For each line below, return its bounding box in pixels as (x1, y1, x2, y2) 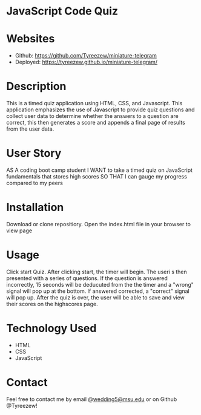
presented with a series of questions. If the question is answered (6, 274, 168, 282)
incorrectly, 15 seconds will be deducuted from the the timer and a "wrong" (6, 281, 194, 288)
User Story (6, 146, 62, 160)
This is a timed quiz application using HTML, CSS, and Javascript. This (6, 100, 183, 107)
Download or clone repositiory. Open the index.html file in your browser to (6, 220, 191, 227)
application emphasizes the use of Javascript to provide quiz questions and (6, 106, 195, 113)
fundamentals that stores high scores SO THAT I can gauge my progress (6, 173, 188, 180)
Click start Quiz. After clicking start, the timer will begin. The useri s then (6, 268, 188, 275)
